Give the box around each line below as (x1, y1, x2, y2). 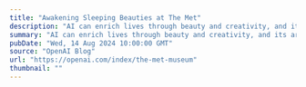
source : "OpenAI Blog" (9, 47, 96, 56)
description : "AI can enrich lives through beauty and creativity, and (9, 22, 287, 31)
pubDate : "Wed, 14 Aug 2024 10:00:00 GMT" (9, 38, 173, 48)
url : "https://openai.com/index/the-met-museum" (9, 55, 198, 64)
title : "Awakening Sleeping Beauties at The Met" (9, 13, 202, 23)
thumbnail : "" (9, 64, 64, 73)
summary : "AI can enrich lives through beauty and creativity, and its (9, 30, 287, 39)
